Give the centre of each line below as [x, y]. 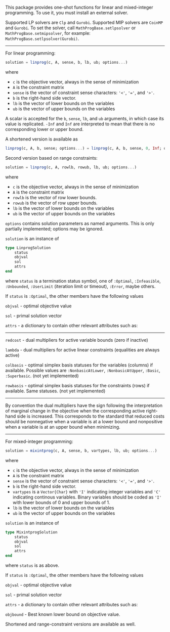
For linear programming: [30, 53]
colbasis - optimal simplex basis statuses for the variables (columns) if [79, 365]
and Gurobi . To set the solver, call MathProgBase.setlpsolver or [71, 28]
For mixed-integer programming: [39, 441]
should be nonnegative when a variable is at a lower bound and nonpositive [84, 421]
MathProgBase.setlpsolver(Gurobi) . [42, 38]
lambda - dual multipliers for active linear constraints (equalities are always [82, 350]
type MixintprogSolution [31, 532]
